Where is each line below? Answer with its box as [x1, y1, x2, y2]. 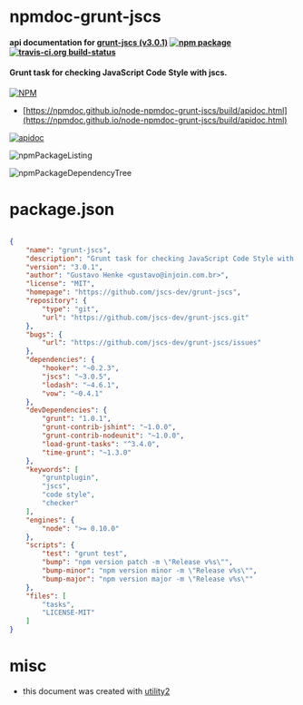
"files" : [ [25, 592, 67, 601]
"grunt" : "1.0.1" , [42, 415, 112, 424]
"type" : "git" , [42, 304, 100, 314]
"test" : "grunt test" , [42, 549, 128, 559]
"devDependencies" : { [25, 406, 107, 415]
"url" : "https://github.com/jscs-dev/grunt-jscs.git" [42, 313, 249, 322]
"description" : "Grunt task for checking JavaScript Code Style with [25, 254, 295, 263]
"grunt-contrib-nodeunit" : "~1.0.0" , [42, 431, 184, 441]
